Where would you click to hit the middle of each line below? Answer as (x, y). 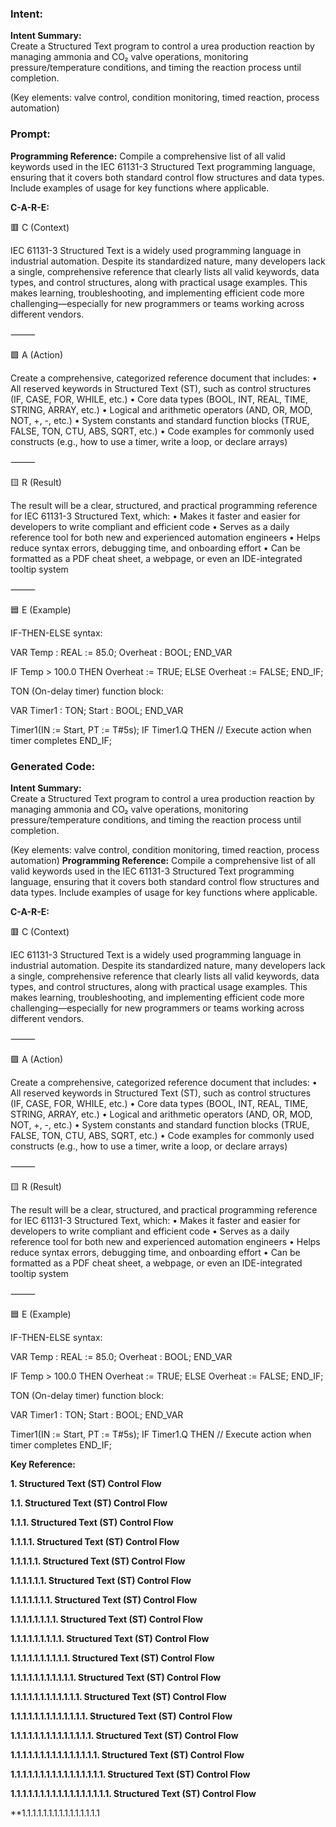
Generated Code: (53, 766)
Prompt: (30, 134)
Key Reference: (43, 1464)
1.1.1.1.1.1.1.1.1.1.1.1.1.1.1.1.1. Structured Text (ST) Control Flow (133, 1793)
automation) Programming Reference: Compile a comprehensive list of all (163, 860)
